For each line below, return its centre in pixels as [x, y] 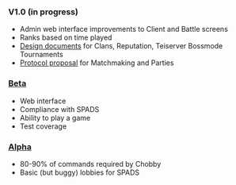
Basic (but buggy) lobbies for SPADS [80, 172]
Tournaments [41, 55]
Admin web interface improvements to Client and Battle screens [124, 29]
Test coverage [43, 126]
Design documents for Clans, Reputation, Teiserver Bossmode [121, 46]
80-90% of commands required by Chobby [90, 164]
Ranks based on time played [66, 37]
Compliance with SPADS [59, 109]
